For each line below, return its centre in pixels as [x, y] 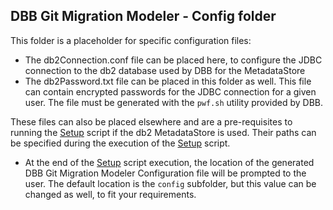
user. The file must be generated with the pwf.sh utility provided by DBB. [174, 102]
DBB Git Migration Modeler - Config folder [143, 16]
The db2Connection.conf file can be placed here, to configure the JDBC [173, 60]
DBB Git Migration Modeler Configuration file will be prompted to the [165, 173]
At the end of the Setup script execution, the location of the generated [169, 162]
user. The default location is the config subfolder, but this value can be [170, 183]
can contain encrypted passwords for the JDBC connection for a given [170, 91]
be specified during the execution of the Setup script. [120, 143]
